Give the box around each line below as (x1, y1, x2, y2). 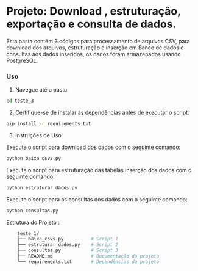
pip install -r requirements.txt (6, 121, 91, 127)
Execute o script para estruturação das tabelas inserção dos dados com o (6, 166, 192, 173)
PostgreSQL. (6, 57, 38, 64)
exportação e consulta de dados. (6, 17, 177, 31)
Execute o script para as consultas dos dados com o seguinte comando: (6, 195, 188, 203)
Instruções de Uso (15, 131, 62, 139)
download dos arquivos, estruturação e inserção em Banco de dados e (6, 44, 184, 51)
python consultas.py (6, 208, 59, 214)
